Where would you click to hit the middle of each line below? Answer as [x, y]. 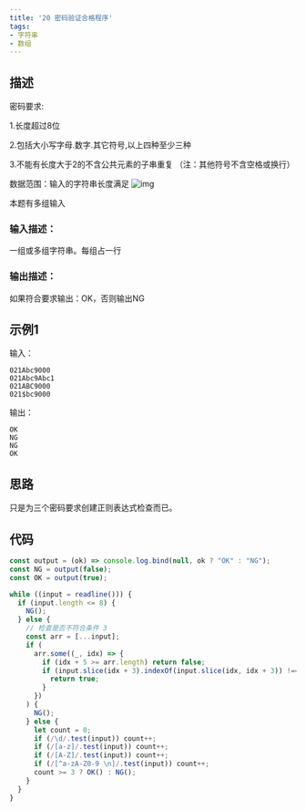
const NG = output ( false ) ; [61, 569]
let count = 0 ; [62, 730]
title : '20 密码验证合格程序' [61, 18]
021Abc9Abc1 [32, 379]
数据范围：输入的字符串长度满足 [69, 184]
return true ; [75, 679]
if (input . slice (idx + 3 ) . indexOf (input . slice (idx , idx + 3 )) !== [171, 671]
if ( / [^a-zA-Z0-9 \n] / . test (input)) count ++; [121, 764]
